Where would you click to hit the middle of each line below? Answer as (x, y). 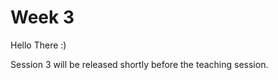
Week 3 (42, 17)
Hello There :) (38, 45)
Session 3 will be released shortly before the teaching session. (139, 64)
